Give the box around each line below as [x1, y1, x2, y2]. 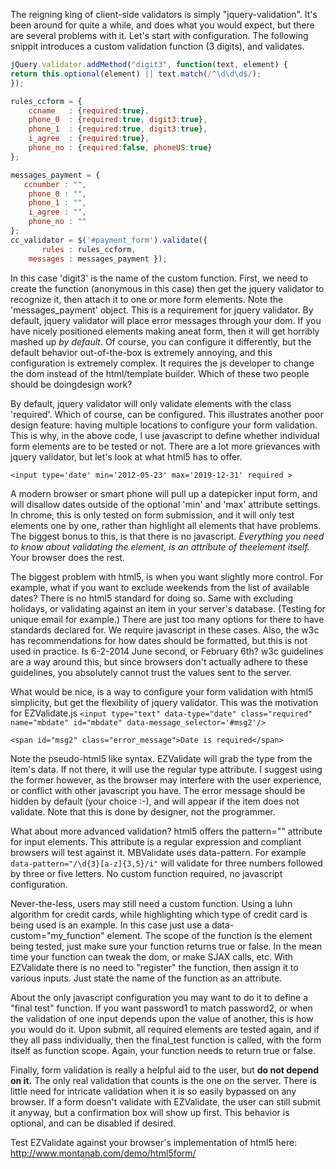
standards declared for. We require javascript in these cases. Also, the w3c [10, 624, 320, 636]
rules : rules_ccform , [41, 244, 137, 254]
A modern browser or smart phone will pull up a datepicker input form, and [10, 487, 318, 499]
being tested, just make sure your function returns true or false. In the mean [10, 940, 323, 952]
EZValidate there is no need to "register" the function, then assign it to [10, 961, 299, 973]
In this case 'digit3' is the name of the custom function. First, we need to [10, 272, 309, 284]
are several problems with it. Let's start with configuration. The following [10, 30, 309, 41]
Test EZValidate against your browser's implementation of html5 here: [10, 1136, 298, 1148]
